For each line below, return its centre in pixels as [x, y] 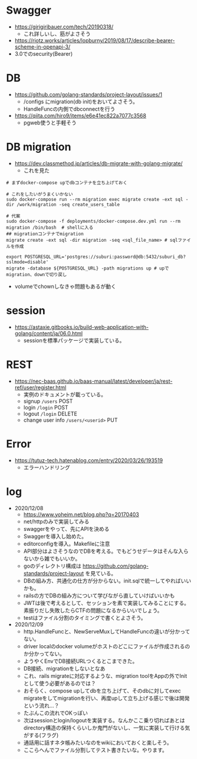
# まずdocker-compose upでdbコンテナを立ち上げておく [67, 182]
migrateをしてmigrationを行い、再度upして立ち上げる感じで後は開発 [106, 698]
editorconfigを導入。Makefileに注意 [67, 543]
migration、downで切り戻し [37, 274]
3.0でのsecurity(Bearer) [43, 53]
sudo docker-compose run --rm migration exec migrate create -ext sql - [97, 199]
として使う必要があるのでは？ [60, 683]
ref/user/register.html [40, 387]
